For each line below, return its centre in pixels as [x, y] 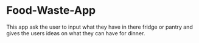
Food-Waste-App [51, 10]
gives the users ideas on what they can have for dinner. [76, 33]
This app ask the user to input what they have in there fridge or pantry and [100, 27]
